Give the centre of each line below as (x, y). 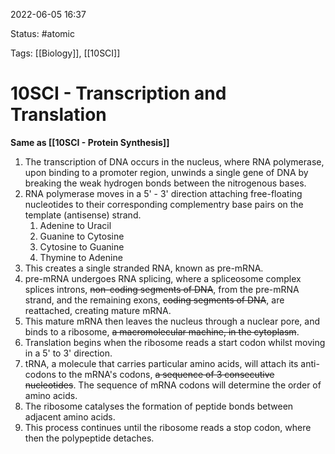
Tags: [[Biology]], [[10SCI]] (65, 53)
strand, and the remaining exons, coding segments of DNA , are (154, 300)
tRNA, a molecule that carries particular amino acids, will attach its (161, 363)
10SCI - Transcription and (118, 93)
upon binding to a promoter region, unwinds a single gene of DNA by (166, 172)
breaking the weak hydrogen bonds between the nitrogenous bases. (165, 183)
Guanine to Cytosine (82, 236)
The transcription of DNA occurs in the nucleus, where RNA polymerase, (174, 161)
